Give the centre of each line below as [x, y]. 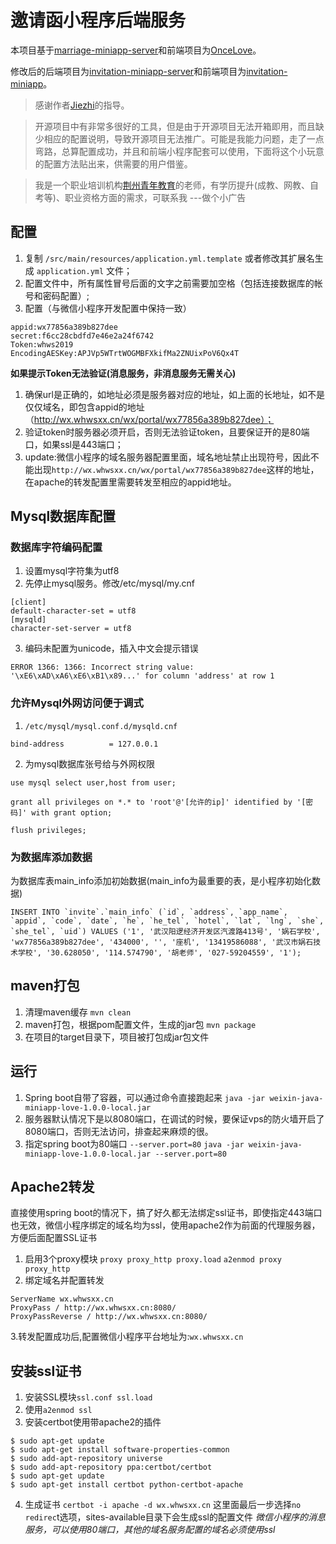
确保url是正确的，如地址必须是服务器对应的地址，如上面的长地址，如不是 [174, 394]
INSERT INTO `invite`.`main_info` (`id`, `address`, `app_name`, [149, 912]
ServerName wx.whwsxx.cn [62, 1299]
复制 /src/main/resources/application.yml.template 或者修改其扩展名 [169, 258]
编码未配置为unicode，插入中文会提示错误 [111, 648]
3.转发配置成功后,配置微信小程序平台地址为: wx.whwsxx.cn [127, 1337]
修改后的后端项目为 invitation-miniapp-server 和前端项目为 [128, 71]
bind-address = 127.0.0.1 [84, 744]
